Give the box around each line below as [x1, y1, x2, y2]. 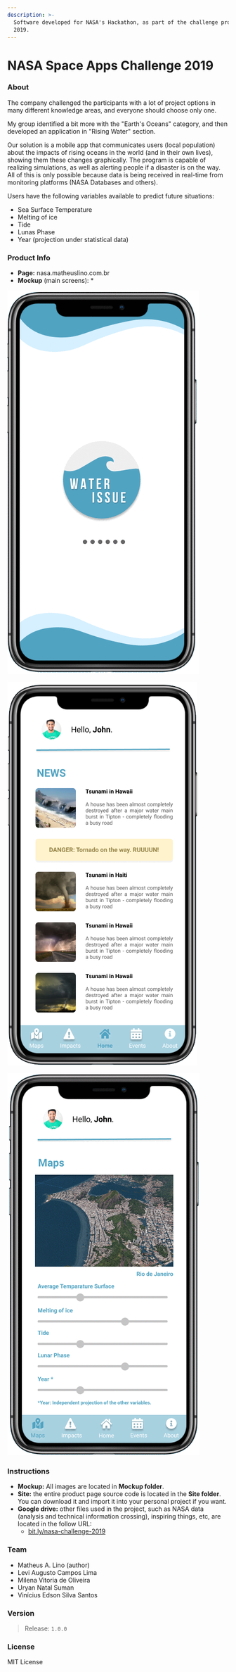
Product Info [7, 253, 51, 262]
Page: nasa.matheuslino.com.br [17, 269, 110, 277]
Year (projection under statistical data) [17, 235, 129, 243]
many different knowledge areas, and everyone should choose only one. [7, 106, 217, 114]
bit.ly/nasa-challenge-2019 [27, 1527, 106, 1535]
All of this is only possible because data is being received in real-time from [7, 170, 223, 179]
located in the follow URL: [17, 1520, 93, 1528]
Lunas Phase [17, 227, 55, 236]
